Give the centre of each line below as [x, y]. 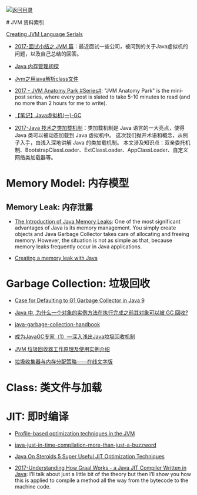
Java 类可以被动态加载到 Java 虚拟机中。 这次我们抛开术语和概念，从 [99, 135]
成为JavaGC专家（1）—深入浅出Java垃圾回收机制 [75, 336]
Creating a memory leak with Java [56, 258]
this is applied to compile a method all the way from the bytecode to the [101, 480]
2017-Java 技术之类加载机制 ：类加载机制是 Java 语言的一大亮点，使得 [100, 128]
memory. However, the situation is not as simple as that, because [93, 240]
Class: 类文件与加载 [54, 388]
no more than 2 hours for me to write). [61, 103]
